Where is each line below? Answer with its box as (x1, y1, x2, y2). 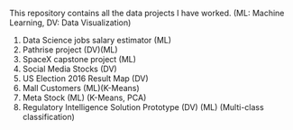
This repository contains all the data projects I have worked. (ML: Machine (9, 8, 285, 18)
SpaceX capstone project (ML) (22, 54, 137, 64)
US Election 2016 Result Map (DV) (22, 73, 149, 84)
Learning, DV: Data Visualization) (9, 17, 132, 28)
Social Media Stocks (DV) (22, 63, 117, 74)
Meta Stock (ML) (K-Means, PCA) (22, 92, 147, 103)
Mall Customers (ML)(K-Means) (22, 83, 140, 93)
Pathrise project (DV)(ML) (22, 44, 119, 55)
